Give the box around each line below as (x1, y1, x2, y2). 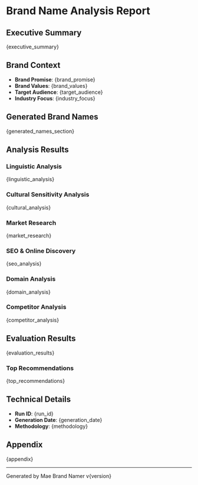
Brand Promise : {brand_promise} (14, 76, 95, 83)
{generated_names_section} (6, 127, 75, 135)
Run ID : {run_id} (14, 410, 54, 417)
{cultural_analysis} (6, 204, 51, 211)
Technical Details (6, 394, 71, 405)
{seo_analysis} (6, 260, 42, 267)
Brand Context (6, 60, 61, 70)
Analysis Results (6, 145, 69, 155)
